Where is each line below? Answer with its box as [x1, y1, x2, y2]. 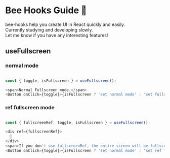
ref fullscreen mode [5, 104, 55, 111]
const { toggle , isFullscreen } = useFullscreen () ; [5, 78, 116, 83]
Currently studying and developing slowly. [5, 26, 93, 33]
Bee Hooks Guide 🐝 [5, 5, 87, 16]
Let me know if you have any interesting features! [5, 32, 108, 38]
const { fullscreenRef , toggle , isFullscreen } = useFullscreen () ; [5, 120, 151, 125]
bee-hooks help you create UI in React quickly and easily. [5, 21, 125, 27]
